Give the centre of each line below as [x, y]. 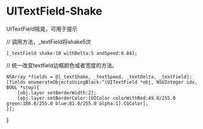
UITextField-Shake [54, 11]
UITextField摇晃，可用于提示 [42, 29]
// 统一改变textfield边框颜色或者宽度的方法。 [62, 65]
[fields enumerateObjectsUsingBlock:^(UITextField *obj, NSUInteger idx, [102, 82]
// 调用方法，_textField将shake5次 [49, 41]
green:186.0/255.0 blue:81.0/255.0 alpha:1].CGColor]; [77, 103]
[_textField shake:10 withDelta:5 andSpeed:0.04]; [72, 53]
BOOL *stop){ [23, 87]
